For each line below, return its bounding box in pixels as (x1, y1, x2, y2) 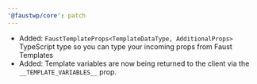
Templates (18, 50, 53, 59)
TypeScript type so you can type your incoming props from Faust (18, 41, 233, 52)
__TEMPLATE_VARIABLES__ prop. (18, 67, 117, 76)
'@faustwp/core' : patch (7, 11, 86, 20)
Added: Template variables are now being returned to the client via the (18, 59, 250, 68)
